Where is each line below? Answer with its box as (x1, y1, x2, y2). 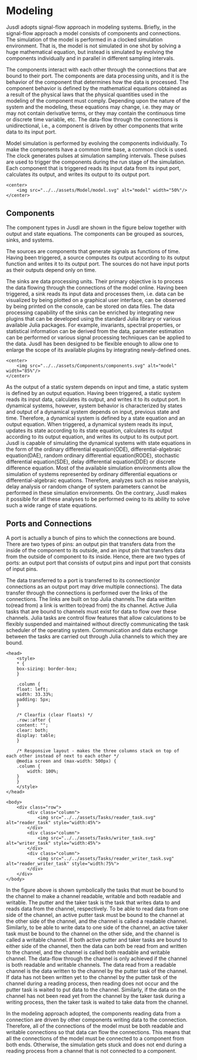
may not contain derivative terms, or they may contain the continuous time (6, 110, 186, 117)
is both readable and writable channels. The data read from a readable (6, 961, 176, 968)
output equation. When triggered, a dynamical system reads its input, (6, 420, 174, 427)
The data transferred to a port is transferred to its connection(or (6, 576, 160, 584)
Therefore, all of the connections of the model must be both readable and (6, 1022, 184, 1030)
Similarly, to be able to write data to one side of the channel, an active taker (6, 923, 188, 930)
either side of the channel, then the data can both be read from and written (6, 942, 187, 949)
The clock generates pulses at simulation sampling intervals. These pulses (6, 152, 186, 159)
